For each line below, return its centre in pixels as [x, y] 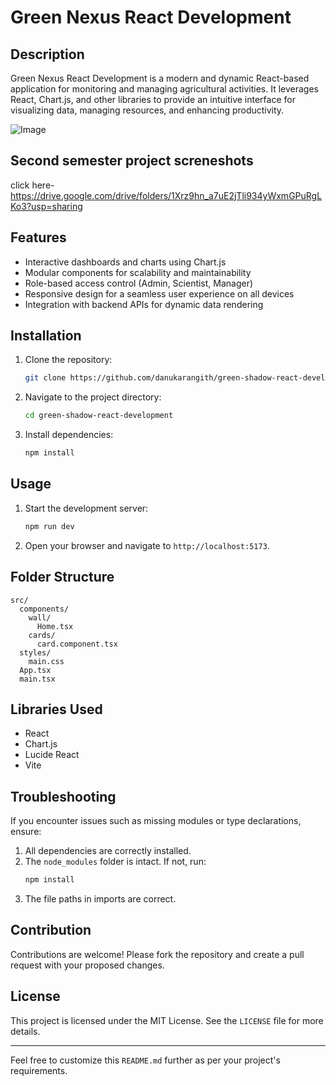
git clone [45, 378]
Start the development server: [86, 508]
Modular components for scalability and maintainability [138, 272]
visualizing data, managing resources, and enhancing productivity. [147, 110]
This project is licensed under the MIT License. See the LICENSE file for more [167, 1020]
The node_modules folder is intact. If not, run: [115, 862]
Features [38, 237]
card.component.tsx [77, 644]
